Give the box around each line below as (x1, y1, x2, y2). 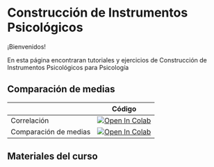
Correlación (10, 116, 49, 125)
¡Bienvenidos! (7, 42, 47, 51)
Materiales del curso (7, 150, 99, 162)
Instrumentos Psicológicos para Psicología (7, 63, 129, 71)
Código (112, 104, 137, 114)
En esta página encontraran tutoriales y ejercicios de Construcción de (7, 55, 207, 64)
